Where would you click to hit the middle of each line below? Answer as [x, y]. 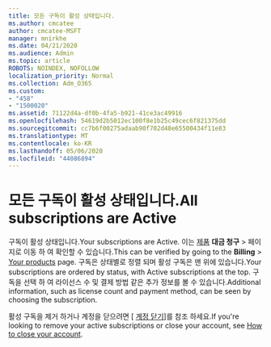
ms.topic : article [39, 61]
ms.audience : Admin [41, 53]
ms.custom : [27, 91]
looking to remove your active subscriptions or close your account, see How [135, 326]
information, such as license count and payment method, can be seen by [130, 291]
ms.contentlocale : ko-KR [50, 143]
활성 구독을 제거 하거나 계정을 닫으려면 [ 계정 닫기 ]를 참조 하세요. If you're [124, 316]
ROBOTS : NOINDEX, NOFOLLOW [54, 69]
